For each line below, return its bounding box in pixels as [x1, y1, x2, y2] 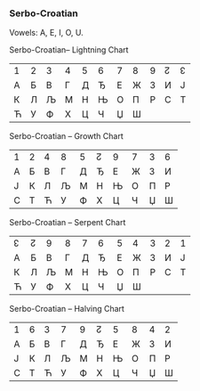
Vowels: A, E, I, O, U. [9, 28, 84, 38]
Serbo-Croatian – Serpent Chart [9, 217, 126, 228]
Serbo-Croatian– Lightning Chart [9, 45, 129, 55]
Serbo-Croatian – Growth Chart [9, 131, 124, 142]
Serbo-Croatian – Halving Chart [9, 304, 124, 314]
